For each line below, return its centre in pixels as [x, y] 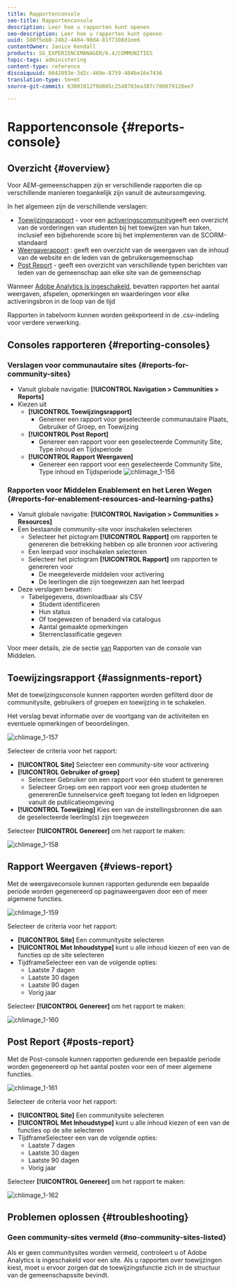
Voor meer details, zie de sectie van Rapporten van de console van [105, 648]
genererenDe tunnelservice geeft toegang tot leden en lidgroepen [124, 795]
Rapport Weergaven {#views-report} [90, 867]
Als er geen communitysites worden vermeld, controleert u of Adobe [107, 1253]
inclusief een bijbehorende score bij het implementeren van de [108, 235]
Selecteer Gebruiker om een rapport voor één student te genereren [126, 780]
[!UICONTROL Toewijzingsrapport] [80, 411]
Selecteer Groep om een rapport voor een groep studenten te [117, 787]
